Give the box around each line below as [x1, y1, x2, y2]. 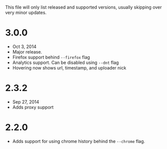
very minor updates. [5, 9, 46, 15]
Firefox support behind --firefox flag [12, 54, 90, 60]
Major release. [12, 48, 42, 54]
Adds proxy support [12, 104, 54, 110]
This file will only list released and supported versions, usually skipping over [5, 4, 162, 10]
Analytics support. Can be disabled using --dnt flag [12, 59, 119, 65]
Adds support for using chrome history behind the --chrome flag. [12, 138, 145, 144]
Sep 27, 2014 [12, 98, 39, 104]
